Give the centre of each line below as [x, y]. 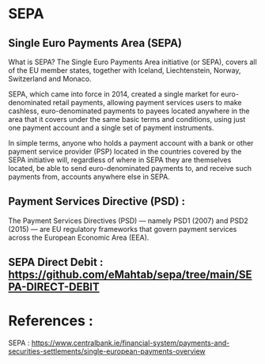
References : [51, 321]
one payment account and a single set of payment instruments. [111, 128]
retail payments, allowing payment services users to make [147, 102]
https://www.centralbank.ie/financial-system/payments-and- [131, 343]
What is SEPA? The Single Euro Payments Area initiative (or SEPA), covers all [132, 62]
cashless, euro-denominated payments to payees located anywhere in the [129, 111]
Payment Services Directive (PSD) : [97, 201]
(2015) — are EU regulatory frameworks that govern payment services [123, 229]
